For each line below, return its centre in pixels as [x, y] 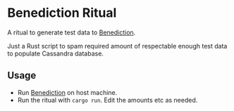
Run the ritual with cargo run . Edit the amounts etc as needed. [107, 100]
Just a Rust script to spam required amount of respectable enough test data [117, 46]
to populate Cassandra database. [56, 53]
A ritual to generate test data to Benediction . [72, 32]
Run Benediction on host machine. [67, 92]
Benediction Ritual [62, 13]
